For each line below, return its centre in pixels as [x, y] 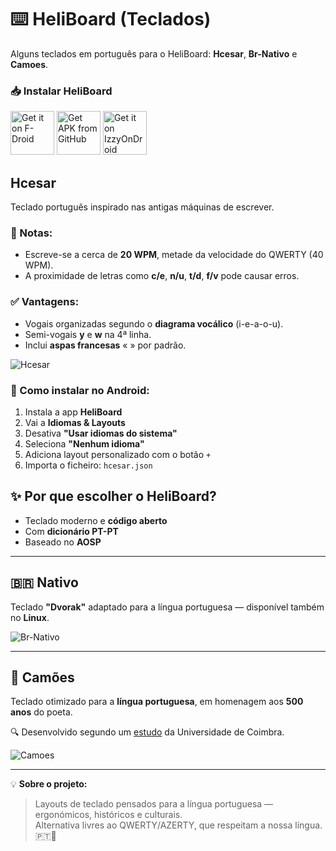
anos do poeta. [41, 712]
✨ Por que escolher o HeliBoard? [113, 496]
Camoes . [29, 64]
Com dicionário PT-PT [71, 531]
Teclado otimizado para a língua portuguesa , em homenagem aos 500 [157, 702]
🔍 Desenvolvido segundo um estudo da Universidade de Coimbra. [147, 732]
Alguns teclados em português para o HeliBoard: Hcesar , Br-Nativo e [154, 53]
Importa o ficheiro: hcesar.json [88, 465]
